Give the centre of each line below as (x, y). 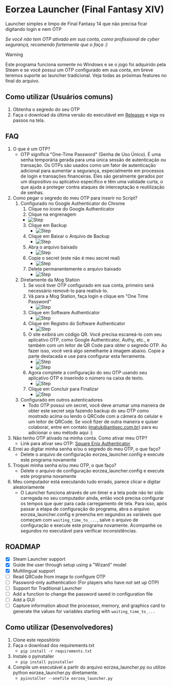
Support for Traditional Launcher (47, 588)
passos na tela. (29, 120)
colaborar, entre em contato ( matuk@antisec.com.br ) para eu (93, 427)
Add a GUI (24, 600)
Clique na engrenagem (52, 214)
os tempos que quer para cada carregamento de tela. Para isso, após (94, 503)
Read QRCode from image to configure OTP (59, 577)
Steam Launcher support (39, 559)
